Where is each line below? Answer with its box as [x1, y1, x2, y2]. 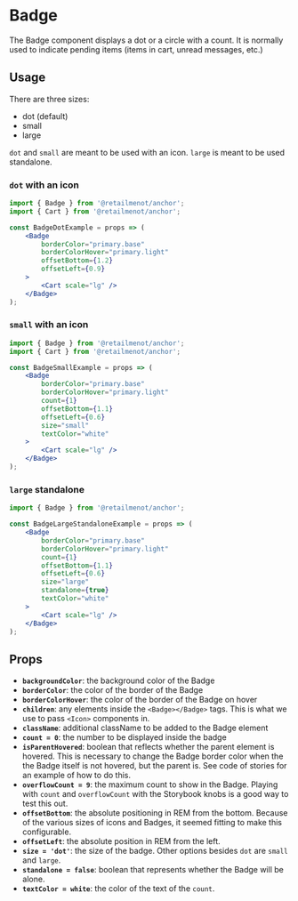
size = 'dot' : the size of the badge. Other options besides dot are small [21, 846, 289, 857]
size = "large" [41, 577, 90, 587]
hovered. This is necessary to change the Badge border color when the [21, 751, 284, 761]
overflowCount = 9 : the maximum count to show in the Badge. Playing [21, 779, 278, 790]
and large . [21, 855, 61, 865]
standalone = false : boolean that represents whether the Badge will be [21, 865, 285, 875]
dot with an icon [9, 179, 80, 191]
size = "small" [41, 421, 90, 430]
